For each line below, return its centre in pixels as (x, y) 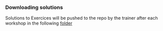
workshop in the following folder (39, 23)
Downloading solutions (34, 7)
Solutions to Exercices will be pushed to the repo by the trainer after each (82, 18)
